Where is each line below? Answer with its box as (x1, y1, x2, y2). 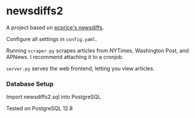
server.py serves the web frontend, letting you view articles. (6, 64, 155, 72)
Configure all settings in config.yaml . (6, 35, 97, 42)
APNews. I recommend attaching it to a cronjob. (6, 53, 124, 60)
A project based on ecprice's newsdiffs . (6, 24, 104, 31)
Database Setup (6, 79, 54, 88)
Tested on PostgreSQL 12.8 (6, 105, 73, 112)
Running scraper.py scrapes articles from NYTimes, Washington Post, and (6, 46, 189, 54)
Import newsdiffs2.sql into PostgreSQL (6, 94, 101, 101)
